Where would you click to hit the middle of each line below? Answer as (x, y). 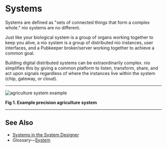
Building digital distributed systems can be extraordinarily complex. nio (78, 63)
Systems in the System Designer (46, 135)
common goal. (20, 53)
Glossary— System (31, 140)
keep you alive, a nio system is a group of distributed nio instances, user (79, 42)
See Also (19, 123)
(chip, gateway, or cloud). (31, 78)
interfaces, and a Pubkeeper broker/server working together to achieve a (80, 48)
